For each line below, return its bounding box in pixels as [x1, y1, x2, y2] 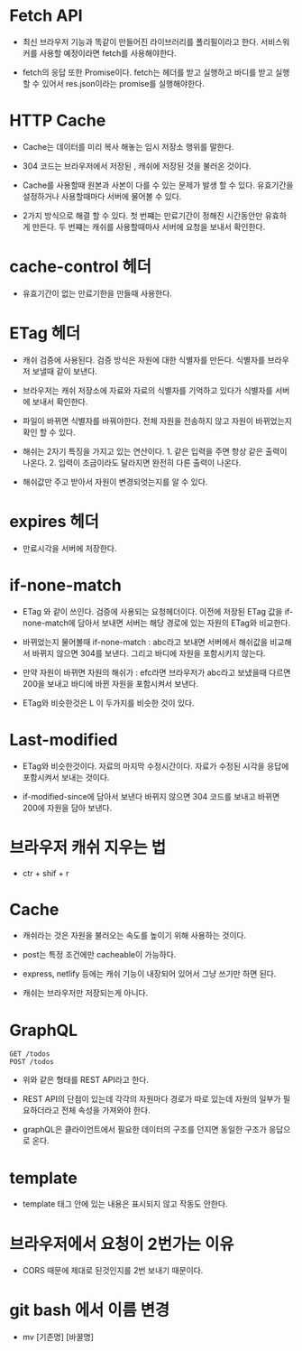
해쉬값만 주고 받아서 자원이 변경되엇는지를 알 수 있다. [22, 476, 208, 487]
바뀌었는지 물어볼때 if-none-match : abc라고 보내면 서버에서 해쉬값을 [22, 636, 269, 647]
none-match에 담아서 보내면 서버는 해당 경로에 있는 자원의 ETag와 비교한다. [22, 617, 291, 628]
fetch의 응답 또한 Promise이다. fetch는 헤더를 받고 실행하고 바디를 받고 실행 [22, 67, 290, 78]
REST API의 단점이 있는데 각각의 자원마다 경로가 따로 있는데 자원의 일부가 [22, 1094, 281, 1105]
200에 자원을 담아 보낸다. [22, 802, 113, 813]
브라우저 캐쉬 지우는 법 [9, 837, 167, 857]
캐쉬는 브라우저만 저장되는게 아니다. [22, 987, 149, 998]
